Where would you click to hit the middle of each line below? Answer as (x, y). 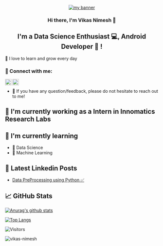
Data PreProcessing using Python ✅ (48, 180)
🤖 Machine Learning (32, 153)
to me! (18, 96)
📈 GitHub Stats (29, 196)
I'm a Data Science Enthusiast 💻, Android (82, 37)
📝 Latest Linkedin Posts (41, 168)
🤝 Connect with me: (29, 71)
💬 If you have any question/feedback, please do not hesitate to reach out (85, 91)
